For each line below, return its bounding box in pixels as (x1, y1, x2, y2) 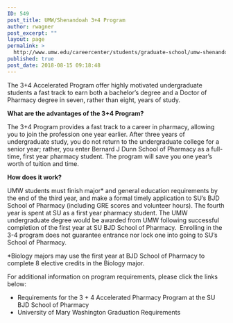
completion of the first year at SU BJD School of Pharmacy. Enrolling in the (7, 223, 223, 231)
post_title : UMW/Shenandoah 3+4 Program (7, 17, 126, 24)
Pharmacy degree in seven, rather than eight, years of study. (7, 95, 181, 104)
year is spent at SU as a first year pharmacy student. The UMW (7, 208, 188, 217)
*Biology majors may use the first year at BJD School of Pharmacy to (7, 251, 205, 260)
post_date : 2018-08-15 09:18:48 (7, 62, 101, 69)
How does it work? (7, 173, 62, 181)
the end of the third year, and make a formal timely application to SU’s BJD (7, 194, 220, 202)
